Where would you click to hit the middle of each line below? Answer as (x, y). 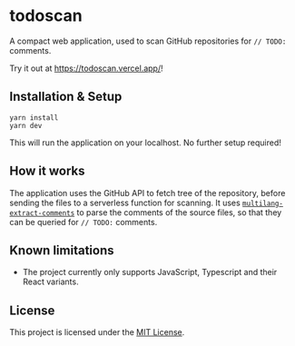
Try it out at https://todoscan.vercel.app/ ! (86, 68)
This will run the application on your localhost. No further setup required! (145, 143)
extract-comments (42, 213)
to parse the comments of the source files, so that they (179, 212)
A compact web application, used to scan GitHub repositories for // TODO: (148, 41)
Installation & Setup (66, 97)
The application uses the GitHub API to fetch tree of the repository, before (147, 193)
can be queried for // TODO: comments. (84, 222)
